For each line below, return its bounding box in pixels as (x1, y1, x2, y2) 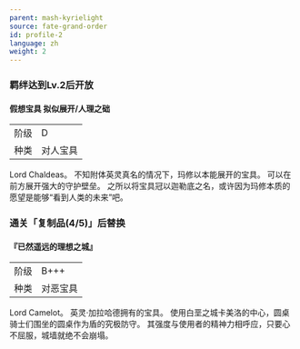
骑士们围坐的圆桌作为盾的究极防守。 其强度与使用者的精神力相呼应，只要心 (9, 319, 291, 330)
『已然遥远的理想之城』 (9, 241, 97, 252)
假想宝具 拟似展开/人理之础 (9, 103, 111, 114)
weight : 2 (9, 47, 47, 56)
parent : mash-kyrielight (9, 13, 104, 23)
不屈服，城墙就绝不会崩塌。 (9, 330, 114, 341)
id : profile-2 (9, 30, 64, 39)
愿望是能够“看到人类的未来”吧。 (9, 192, 129, 203)
